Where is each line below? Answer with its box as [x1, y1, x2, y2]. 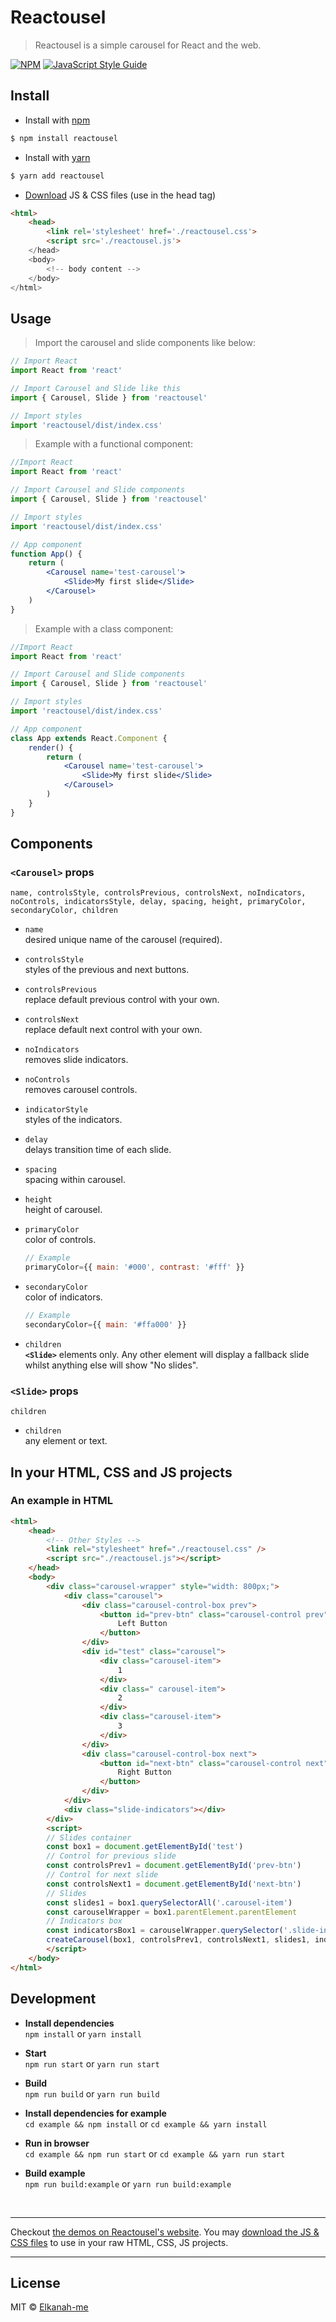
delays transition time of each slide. [24, 1144, 172, 1156]
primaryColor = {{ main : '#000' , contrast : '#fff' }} [24, 1262, 245, 1273]
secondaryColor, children [10, 906, 118, 916]
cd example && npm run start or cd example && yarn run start [24, 2147, 286, 2160]
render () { [28, 742, 74, 753]
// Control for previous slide [46, 1851, 177, 1861]
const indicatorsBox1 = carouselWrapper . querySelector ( [46, 1926, 284, 1936]
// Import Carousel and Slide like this [10, 383, 182, 393]
